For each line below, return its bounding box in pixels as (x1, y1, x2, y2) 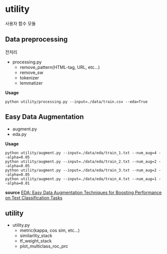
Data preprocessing (5, 35, 68, 44)
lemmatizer (19, 80, 43, 86)
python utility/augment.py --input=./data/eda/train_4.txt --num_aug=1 (5, 176, 157, 182)
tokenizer (19, 74, 39, 80)
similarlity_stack (19, 233, 53, 239)
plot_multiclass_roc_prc (19, 243, 69, 249)
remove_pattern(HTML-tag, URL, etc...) (19, 64, 100, 70)
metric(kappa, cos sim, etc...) (19, 227, 80, 234)
